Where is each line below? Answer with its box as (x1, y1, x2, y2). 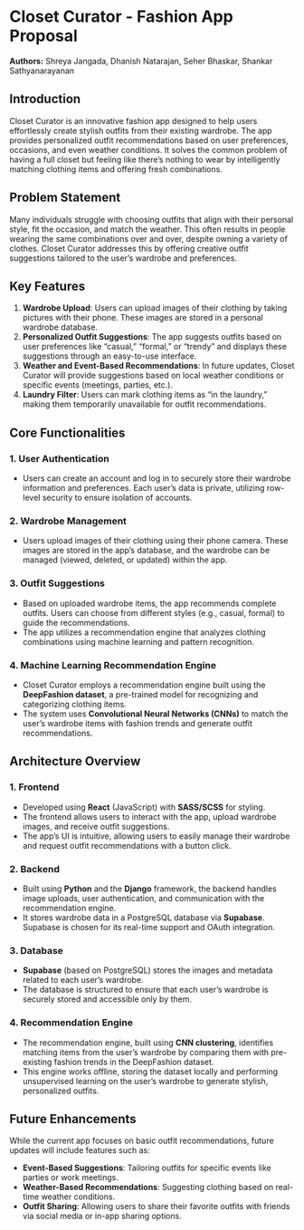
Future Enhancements (9, 1111, 138, 1127)
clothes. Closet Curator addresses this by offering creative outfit (9, 243, 249, 254)
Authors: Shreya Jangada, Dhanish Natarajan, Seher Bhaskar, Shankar (9, 55, 273, 66)
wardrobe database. (22, 322, 98, 332)
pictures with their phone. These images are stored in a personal (22, 312, 264, 323)
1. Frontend (9, 781, 60, 793)
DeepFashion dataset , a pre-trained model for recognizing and (22, 688, 259, 699)
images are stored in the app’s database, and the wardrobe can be (22, 545, 271, 556)
